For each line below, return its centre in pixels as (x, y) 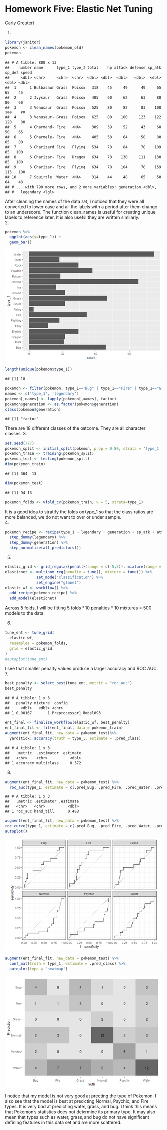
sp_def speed (19, 72)
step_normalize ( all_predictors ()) (45, 548)
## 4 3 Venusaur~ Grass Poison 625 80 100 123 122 (83, 117)
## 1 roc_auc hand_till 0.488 (42, 812)
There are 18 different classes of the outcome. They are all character (75, 428)
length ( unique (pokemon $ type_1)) (39, 369)
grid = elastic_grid (31, 648)
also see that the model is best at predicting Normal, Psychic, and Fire (77, 1101)
